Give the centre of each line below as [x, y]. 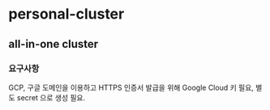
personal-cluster [66, 14]
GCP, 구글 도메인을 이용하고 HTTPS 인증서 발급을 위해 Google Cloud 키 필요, [131, 87]
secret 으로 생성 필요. [51, 97]
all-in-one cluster [54, 44]
